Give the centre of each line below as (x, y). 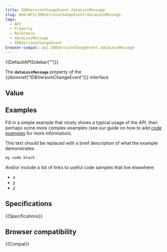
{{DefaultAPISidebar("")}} (32, 62)
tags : (11, 19)
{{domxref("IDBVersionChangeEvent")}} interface (57, 77)
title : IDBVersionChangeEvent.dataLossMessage (55, 10)
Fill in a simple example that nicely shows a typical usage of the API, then (81, 122)
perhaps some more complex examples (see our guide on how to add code (83, 128)
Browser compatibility (41, 232)
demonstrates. (20, 148)
